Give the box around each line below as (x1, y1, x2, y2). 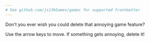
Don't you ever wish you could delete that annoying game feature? (5, 21, 145, 27)
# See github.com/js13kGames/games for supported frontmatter (5, 7, 140, 13)
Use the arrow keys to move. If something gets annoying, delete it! (5, 31, 145, 37)
